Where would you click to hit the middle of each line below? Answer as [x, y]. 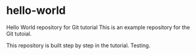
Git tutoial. [19, 33]
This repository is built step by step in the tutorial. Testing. [78, 45]
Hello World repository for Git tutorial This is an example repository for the [98, 27]
